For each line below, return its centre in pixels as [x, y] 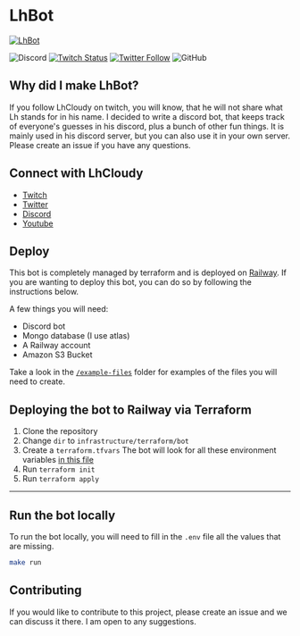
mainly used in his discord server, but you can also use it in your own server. [150, 136]
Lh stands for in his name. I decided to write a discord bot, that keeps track [147, 116]
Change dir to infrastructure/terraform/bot [105, 441]
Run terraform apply [61, 479]
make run [25, 563]
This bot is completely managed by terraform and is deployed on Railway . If [148, 272]
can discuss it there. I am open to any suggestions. [103, 621]
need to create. [37, 381]
